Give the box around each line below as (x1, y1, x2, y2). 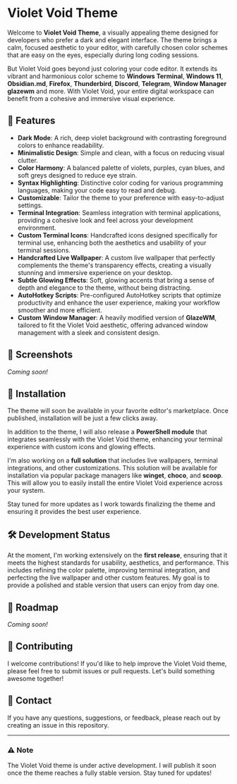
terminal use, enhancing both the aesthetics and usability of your (17, 238, 207, 247)
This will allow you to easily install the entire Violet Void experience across (7, 479, 224, 487)
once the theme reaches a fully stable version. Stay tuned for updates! (7, 768, 212, 777)
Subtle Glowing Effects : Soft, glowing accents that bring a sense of (17, 276, 215, 284)
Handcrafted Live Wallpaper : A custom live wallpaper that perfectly (17, 253, 215, 262)
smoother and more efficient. (17, 305, 102, 314)
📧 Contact (7, 694, 52, 706)
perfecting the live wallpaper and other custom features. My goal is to (7, 573, 210, 582)
